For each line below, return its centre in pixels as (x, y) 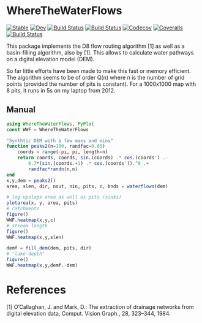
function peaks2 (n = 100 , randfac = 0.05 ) (56, 146)
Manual (21, 110)
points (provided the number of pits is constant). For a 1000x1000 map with (101, 84)
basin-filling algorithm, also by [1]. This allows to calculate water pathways (100, 52)
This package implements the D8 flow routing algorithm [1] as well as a (95, 46)
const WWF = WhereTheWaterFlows (47, 129)
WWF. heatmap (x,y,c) (31, 220)
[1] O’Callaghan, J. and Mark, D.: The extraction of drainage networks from (100, 306)
